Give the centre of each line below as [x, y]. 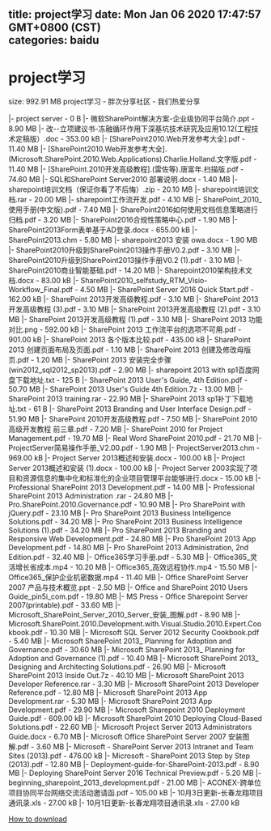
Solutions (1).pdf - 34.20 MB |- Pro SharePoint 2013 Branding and [117, 530]
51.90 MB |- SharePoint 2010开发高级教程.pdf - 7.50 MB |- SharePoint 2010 [133, 419]
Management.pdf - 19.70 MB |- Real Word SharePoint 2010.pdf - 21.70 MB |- [135, 439]
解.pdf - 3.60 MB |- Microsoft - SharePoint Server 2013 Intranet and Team [131, 747]
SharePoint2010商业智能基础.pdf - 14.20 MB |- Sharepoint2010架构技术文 [131, 270]
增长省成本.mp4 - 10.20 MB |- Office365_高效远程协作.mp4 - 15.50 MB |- [136, 567]
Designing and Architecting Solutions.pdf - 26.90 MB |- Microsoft [117, 667]
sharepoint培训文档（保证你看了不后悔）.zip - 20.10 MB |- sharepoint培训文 [133, 189]
